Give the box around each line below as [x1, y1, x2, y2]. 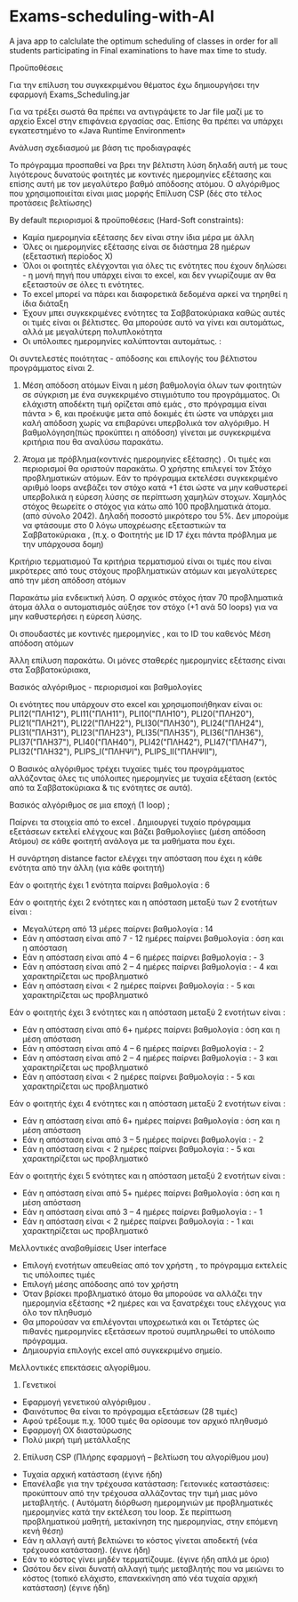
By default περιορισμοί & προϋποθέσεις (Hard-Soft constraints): [9, 214, 245, 225]
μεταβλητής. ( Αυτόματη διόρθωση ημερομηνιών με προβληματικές [21, 1497, 274, 1508]
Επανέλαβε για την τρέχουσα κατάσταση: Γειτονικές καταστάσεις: [21, 1478, 270, 1489]
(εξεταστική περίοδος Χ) [21, 251, 114, 262]
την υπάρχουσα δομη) [21, 538, 104, 549]
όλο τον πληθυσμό [21, 1307, 93, 1317]
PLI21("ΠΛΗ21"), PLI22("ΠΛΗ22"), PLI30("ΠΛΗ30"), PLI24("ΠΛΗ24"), [9, 718, 264, 729]
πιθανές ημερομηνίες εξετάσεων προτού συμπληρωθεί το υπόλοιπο [21, 1325, 276, 1336]
